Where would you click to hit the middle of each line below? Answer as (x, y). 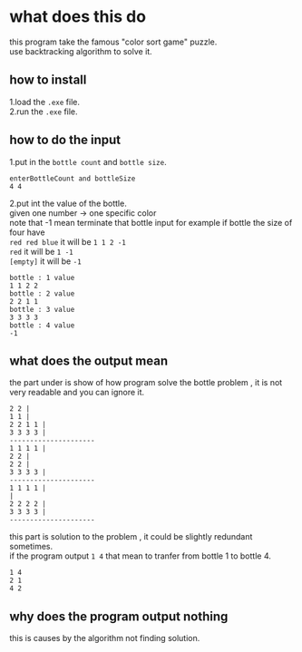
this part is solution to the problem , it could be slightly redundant (131, 537)
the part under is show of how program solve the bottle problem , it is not (146, 383)
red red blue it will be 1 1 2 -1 (68, 241)
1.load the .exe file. (44, 102)
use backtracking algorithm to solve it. (81, 51)
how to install (48, 80)
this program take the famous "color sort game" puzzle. (113, 42)
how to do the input (65, 140)
